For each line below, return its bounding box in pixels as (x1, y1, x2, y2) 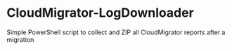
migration (6, 35, 34, 43)
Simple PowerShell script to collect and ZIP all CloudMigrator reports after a (6, 28, 226, 36)
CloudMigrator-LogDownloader (6, 5, 194, 21)
